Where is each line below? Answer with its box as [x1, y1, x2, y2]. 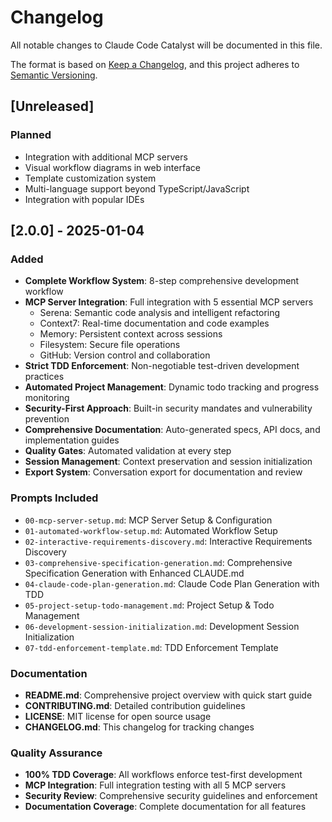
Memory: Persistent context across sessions [39, 328, 223, 340]
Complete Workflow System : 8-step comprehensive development [24, 275, 300, 287]
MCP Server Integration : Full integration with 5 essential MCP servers [24, 296, 314, 308]
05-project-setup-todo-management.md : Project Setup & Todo [24, 599, 275, 611]
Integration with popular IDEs [24, 193, 145, 205]
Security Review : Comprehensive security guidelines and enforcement [24, 790, 318, 802]
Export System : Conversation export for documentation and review [24, 466, 303, 478]
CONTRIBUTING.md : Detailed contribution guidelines [24, 699, 246, 711]
